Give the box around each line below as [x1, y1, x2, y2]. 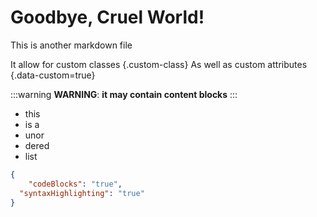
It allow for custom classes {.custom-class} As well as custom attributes [10, 58, 308, 70]
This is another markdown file [10, 39, 133, 51]
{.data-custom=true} [10, 69, 96, 81]
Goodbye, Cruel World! [10, 6, 205, 29]
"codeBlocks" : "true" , [28, 179, 123, 189]
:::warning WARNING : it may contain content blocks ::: [10, 88, 238, 100]
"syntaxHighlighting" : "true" [19, 188, 145, 198]
